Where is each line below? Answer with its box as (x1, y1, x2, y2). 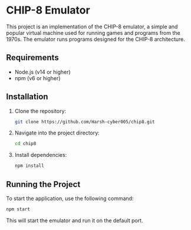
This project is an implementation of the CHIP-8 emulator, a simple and (6, 23, 178, 30)
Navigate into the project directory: (14, 129, 100, 136)
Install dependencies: (14, 152, 67, 159)
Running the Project (6, 179, 81, 189)
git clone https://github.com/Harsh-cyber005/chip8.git (14, 119, 155, 124)
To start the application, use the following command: (6, 195, 134, 202)
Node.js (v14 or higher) (14, 68, 71, 75)
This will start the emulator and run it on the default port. (6, 216, 143, 224)
